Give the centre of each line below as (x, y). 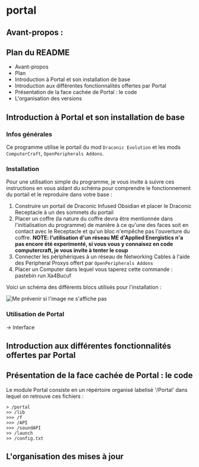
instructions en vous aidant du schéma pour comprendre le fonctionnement (99, 188)
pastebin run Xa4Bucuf (43, 276)
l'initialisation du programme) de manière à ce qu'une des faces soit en (102, 225)
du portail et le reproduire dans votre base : (59, 195)
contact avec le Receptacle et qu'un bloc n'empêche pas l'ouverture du (102, 231)
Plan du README (38, 52)
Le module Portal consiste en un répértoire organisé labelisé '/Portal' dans (97, 390)
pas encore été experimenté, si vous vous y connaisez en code (94, 244)
